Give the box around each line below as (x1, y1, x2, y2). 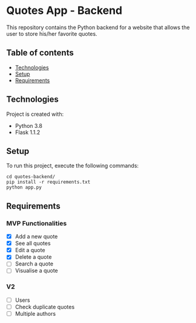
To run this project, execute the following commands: (6, 162, 139, 170)
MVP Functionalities (6, 219, 67, 227)
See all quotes (15, 240, 51, 247)
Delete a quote (15, 253, 52, 261)
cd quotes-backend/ (6, 174, 56, 180)
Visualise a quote (15, 267, 59, 275)
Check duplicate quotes (15, 303, 75, 310)
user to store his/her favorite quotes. (6, 30, 98, 37)
